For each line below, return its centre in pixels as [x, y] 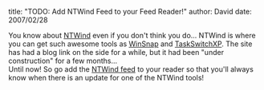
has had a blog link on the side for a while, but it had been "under [116, 52]
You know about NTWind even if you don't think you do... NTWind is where [132, 35]
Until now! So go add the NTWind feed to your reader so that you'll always [131, 69]
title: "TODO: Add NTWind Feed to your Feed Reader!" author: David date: [130, 12]
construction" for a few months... [63, 61]
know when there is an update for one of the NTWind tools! [106, 78]
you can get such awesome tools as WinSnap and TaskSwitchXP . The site [130, 44]
